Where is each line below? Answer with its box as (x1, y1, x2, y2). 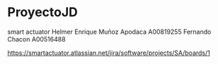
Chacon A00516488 (7, 34, 66, 43)
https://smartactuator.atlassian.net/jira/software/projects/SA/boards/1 (7, 49, 211, 57)
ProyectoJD (7, 4, 78, 20)
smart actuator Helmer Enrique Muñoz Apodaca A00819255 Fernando (7, 27, 212, 36)
